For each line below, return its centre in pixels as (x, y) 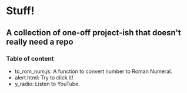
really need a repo (40, 41)
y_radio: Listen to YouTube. (47, 84)
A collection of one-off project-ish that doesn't (93, 33)
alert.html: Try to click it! (44, 77)
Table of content (30, 58)
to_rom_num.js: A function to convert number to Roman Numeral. (93, 71)
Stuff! (20, 11)
